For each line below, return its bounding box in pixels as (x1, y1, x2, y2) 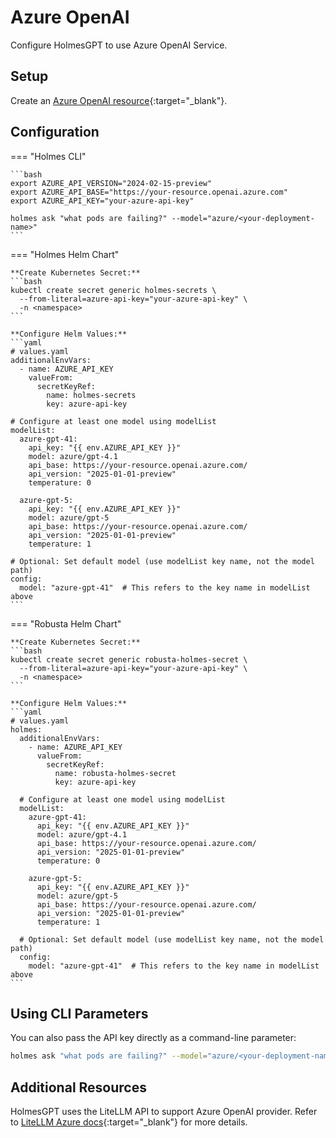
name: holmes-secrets (46, 390, 137, 400)
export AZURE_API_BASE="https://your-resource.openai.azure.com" (10, 187, 288, 197)
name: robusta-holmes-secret (54, 768, 177, 778)
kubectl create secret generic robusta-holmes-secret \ (10, 654, 248, 665)
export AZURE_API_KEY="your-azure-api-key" (10, 196, 195, 206)
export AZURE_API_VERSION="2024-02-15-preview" (10, 178, 213, 188)
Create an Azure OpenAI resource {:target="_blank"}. (10, 94, 228, 106)
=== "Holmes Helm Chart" (10, 248, 120, 260)
